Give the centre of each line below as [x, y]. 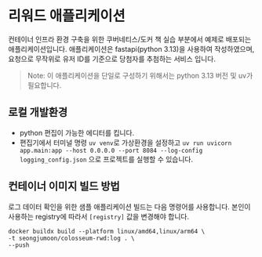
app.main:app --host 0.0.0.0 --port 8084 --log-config [111, 150]
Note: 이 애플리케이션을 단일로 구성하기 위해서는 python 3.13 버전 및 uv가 [140, 75]
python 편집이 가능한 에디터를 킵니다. [77, 132]
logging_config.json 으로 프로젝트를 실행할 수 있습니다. [106, 159]
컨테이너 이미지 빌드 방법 [64, 186]
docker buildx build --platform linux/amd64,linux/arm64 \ [107, 231]
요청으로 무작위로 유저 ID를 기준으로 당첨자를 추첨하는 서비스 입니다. [112, 59]
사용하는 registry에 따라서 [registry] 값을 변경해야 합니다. [99, 216]
